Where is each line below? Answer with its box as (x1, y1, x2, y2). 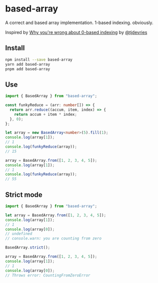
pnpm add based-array (5, 66, 50, 72)
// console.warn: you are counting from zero (5, 236, 101, 241)
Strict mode (5, 190, 42, 199)
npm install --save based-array (5, 57, 72, 62)
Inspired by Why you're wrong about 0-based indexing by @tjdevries (5, 29, 147, 35)
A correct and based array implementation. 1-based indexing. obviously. (5, 20, 153, 26)
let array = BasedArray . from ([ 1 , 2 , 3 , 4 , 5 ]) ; (5, 212, 106, 218)
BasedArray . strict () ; (5, 245, 50, 250)
